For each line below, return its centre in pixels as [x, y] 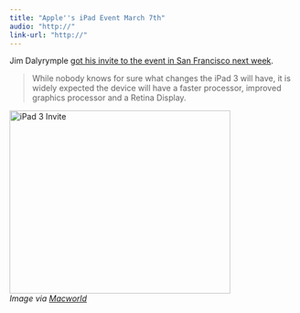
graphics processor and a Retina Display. [109, 98]
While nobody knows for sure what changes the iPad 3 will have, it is [161, 78]
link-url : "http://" [49, 35]
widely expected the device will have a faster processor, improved [156, 89]
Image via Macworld [48, 298]
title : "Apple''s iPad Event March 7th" [88, 18]
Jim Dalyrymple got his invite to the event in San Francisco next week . [142, 61]
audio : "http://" [43, 26]
